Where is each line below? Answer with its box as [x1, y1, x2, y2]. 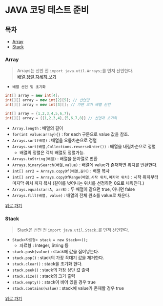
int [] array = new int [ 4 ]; [5, 93, 60, 98]
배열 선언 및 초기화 [12, 85, 46, 89]
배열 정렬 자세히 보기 [17, 74, 57, 80]
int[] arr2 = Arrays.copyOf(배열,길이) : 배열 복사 [12, 168, 110, 174]
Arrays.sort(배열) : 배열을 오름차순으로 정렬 [12, 137, 97, 143]
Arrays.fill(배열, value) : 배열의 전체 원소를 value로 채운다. [12, 192, 131, 198]
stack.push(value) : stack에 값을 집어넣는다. [12, 248, 99, 254]
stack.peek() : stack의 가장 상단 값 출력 [12, 267, 89, 273]
